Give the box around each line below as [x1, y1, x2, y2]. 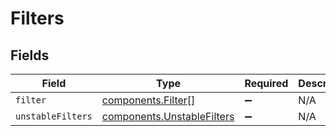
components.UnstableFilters [101, 110, 235, 123]
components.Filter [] [101, 93, 196, 107]
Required [244, 77, 289, 90]
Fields [10, 47, 50, 64]
